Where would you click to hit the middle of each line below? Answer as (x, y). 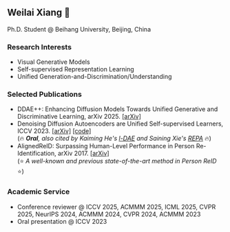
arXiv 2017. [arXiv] (83, 153)
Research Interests (40, 47)
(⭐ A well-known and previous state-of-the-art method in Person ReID (117, 161)
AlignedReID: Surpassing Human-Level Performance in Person (106, 146)
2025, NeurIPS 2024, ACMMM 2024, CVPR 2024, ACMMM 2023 (109, 214)
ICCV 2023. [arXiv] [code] (54, 131)
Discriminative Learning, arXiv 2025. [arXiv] (79, 117)
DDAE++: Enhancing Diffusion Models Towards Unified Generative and (117, 109)
